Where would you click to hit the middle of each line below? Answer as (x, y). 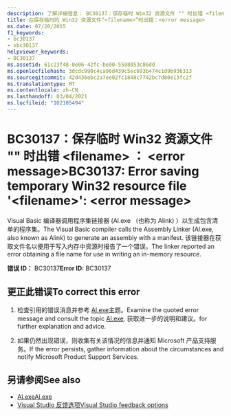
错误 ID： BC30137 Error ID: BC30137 (59, 268)
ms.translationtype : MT (41, 84)
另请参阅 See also (44, 380)
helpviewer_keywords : (38, 52)
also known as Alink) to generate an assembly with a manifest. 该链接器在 (111, 237)
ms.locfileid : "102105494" (46, 103)
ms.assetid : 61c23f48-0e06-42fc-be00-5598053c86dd (81, 65)
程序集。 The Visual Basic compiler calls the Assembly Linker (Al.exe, (117, 229)
